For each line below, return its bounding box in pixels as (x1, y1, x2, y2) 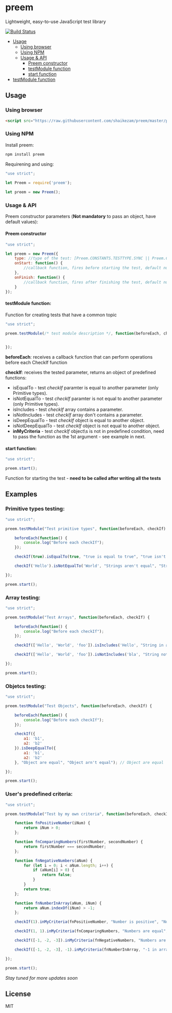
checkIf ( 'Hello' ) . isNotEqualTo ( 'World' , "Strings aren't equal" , (14, 563, 157, 569)
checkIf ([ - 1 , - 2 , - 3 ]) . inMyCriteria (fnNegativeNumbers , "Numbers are (14, 938, 166, 943)
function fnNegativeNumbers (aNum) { (14, 858, 93, 863)
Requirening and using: (5, 161, 54, 167)
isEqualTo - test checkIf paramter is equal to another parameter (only (12, 385, 159, 391)
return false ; (41, 872, 72, 877)
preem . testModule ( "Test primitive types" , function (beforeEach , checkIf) (5, 526, 166, 531)
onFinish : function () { (14, 275, 66, 280)
